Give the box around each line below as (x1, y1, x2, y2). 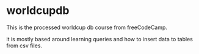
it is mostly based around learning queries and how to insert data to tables (6, 35, 194, 42)
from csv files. (6, 42, 43, 49)
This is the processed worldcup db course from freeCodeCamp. (6, 24, 168, 31)
